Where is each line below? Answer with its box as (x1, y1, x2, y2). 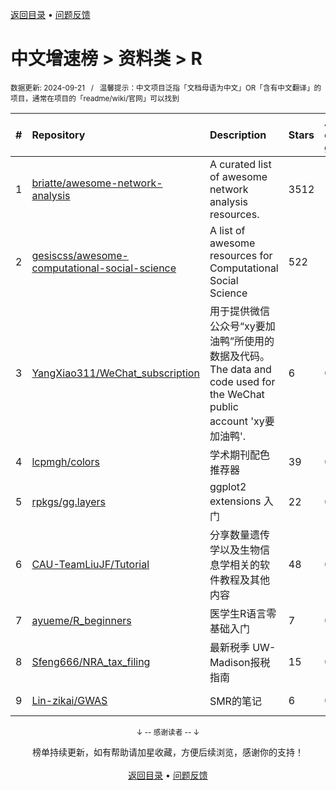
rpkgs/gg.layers (31, 494, 106, 508)
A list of (209, 223, 246, 237)
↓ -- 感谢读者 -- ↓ (136, 727, 200, 737)
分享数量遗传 (209, 528, 270, 542)
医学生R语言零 (209, 606, 277, 620)
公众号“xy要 (209, 319, 266, 333)
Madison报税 (209, 655, 271, 669)
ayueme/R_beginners (31, 613, 132, 627)
